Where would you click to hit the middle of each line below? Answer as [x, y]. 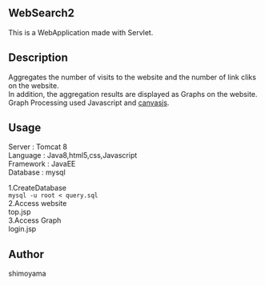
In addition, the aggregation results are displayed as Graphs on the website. [133, 94]
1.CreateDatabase [37, 188]
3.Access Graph [35, 220]
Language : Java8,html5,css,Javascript [73, 155]
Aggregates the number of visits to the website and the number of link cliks [132, 77]
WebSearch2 [41, 13]
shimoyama [27, 274]
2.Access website [38, 203]
